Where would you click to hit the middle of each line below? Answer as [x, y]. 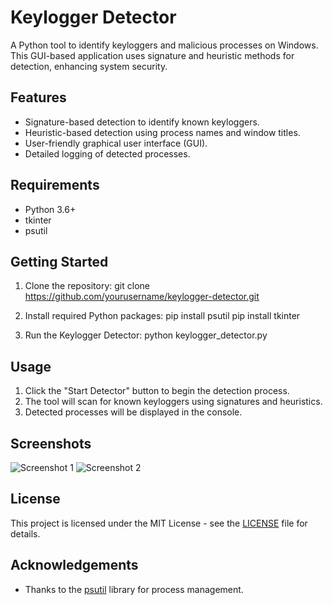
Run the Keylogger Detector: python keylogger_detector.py [146, 335]
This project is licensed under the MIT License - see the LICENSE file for [159, 523]
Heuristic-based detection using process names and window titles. [162, 132]
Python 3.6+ [50, 209]
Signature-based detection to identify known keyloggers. [142, 122]
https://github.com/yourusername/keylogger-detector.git [142, 297]
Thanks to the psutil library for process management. [134, 589]
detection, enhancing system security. [89, 66]
